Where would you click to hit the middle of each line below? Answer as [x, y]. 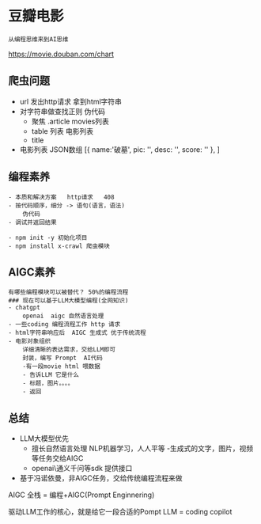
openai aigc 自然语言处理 [63, 316]
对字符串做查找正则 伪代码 [62, 111]
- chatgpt [25, 308]
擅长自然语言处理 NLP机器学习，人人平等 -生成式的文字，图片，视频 [142, 449]
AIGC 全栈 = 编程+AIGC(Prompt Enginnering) [81, 495]
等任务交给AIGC [57, 458]
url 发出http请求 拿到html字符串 [71, 101]
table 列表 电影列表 [62, 131]
